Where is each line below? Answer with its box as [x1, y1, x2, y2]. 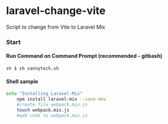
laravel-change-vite [6, 4, 106, 18]
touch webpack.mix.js [16, 107, 69, 113]
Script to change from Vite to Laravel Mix [6, 23, 106, 30]
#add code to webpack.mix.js [16, 112, 88, 118]
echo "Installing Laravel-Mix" [6, 91, 83, 97]
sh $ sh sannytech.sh [6, 66, 59, 71]
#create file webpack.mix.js [16, 102, 88, 108]
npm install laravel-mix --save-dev [16, 97, 107, 102]
